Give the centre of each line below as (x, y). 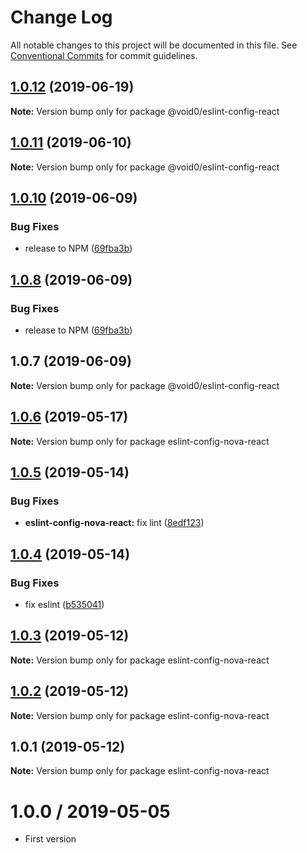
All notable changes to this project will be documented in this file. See (154, 45)
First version (50, 839)
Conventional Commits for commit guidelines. (104, 55)
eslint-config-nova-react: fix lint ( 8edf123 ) (114, 523)
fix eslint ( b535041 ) (64, 604)
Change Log (61, 17)
